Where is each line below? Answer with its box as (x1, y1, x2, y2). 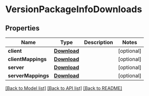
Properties (5, 24, 40, 33)
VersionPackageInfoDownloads (5, 4, 142, 15)
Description (84, 39, 113, 46)
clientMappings (8, 56, 47, 62)
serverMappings (8, 72, 49, 79)
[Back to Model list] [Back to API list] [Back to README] (5, 85, 122, 91)
